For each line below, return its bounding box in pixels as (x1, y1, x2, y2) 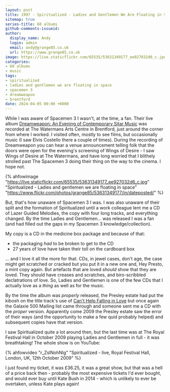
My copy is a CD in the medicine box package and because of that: (5, 231, 145, 237)
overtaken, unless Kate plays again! (5, 381, 79, 387)
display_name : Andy (10, 36, 51, 41)
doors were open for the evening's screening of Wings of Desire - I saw (5, 148, 155, 154)
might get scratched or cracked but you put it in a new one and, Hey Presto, (5, 261, 163, 267)
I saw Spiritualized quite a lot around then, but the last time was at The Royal (5, 329, 164, 335)
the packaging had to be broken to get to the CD (12, 241, 114, 247)
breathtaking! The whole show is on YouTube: (5, 340, 101, 346)
